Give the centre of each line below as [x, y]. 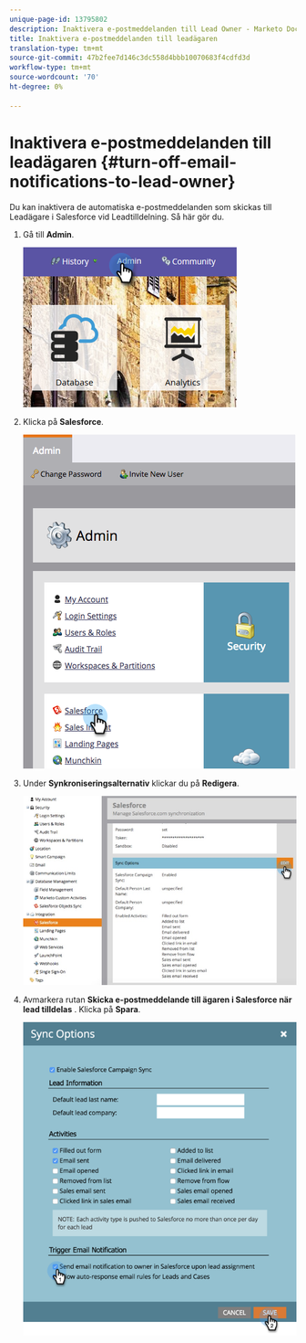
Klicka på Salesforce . [63, 421]
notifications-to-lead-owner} [122, 181]
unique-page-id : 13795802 [58, 19]
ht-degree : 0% [36, 87]
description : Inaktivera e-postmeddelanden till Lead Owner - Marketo [146, 29]
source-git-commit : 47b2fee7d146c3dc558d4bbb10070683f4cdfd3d [130, 58]
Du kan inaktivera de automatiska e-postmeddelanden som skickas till [141, 206]
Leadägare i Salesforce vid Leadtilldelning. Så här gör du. [117, 217]
